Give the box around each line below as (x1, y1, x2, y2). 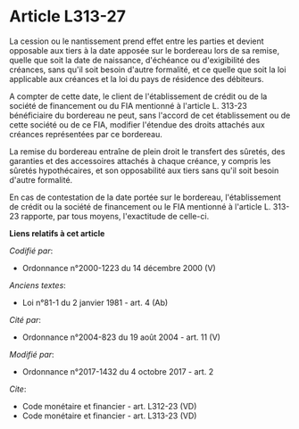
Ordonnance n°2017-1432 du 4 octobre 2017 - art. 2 (21, 366, 214, 376)
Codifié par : (9, 245, 54, 256)
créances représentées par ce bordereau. (9, 128, 162, 139)
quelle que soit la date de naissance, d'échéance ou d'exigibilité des (9, 54, 261, 65)
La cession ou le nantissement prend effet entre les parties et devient (9, 36, 265, 46)
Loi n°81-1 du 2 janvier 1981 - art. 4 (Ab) (21, 297, 169, 308)
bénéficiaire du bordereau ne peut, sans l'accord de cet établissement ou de (9, 110, 291, 120)
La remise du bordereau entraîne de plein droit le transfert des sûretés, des (9, 145, 286, 157)
